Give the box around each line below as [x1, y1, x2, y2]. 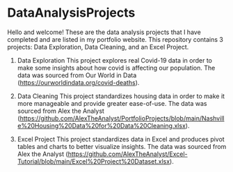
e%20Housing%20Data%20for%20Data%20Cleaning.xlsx [17, 121, 186, 130]
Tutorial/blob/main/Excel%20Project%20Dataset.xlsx [17, 157, 170, 165]
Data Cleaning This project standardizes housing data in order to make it [17, 92, 225, 100]
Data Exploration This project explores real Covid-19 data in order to [17, 56, 212, 64]
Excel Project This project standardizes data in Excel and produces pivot [17, 134, 225, 143]
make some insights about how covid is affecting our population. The [17, 63, 216, 72]
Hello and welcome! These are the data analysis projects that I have [7, 28, 202, 36]
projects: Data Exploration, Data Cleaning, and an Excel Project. [7, 42, 189, 51]
